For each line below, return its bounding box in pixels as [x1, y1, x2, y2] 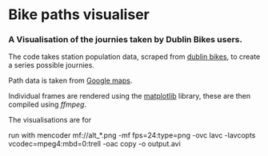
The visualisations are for [8, 115, 92, 125]
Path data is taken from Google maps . [8, 76, 133, 85]
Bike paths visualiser [8, 6, 150, 24]
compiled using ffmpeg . [8, 99, 86, 109]
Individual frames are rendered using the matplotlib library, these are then [8, 92, 251, 101]
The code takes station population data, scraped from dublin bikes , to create [8, 52, 261, 61]
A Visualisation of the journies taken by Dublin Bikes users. [8, 34, 242, 45]
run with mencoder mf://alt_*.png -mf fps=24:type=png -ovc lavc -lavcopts [8, 131, 256, 140]
